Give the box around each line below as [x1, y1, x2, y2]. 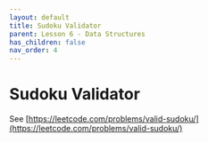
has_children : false [9, 37, 87, 47]
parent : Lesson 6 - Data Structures [9, 29, 146, 38]
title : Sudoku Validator [9, 21, 102, 30]
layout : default [9, 12, 70, 22]
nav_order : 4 [9, 46, 58, 55]
